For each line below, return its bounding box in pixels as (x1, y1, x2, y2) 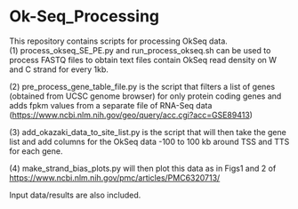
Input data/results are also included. (9, 189, 141, 200)
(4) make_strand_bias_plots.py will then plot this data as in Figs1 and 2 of (9, 163, 277, 173)
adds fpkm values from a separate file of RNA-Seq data (9, 100, 213, 110)
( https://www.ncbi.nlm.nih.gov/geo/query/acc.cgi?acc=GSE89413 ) (9, 109, 254, 120)
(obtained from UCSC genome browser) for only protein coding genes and (9, 91, 282, 101)
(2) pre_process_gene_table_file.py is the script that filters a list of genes (9, 81, 276, 92)
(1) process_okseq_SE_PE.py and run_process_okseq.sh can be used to (9, 44, 271, 55)
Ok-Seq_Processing (9, 6, 160, 27)
